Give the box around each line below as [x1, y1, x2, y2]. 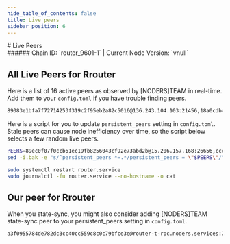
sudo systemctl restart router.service [7, 166, 121, 173]
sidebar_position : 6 [7, 23, 66, 29]
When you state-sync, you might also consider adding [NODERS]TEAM [7, 210, 207, 218]
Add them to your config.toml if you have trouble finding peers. [7, 94, 187, 103]
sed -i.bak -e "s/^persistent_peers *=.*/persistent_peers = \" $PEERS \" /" [7, 154, 225, 161]
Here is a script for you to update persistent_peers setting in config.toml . [7, 120, 216, 128]
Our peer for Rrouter [7, 191, 96, 203]
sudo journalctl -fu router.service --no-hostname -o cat [7, 173, 176, 180]
